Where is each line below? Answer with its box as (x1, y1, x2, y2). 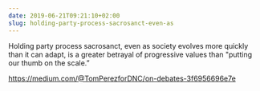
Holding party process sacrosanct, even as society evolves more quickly (8, 41, 249, 50)
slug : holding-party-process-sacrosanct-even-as (8, 19, 174, 27)
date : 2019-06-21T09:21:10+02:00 (8, 11, 120, 20)
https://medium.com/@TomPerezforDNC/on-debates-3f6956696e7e (8, 73, 237, 83)
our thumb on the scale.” (8, 57, 90, 68)
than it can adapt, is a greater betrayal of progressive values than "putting (8, 49, 253, 59)
